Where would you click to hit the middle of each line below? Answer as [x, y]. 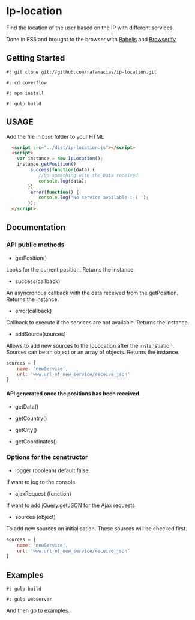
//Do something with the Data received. [89, 175]
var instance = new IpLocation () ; [60, 159]
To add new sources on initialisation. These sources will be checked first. [97, 528]
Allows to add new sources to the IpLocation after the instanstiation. [90, 345]
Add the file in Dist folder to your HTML [55, 136]
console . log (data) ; [62, 181]
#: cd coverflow [26, 82]
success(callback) [37, 281]
